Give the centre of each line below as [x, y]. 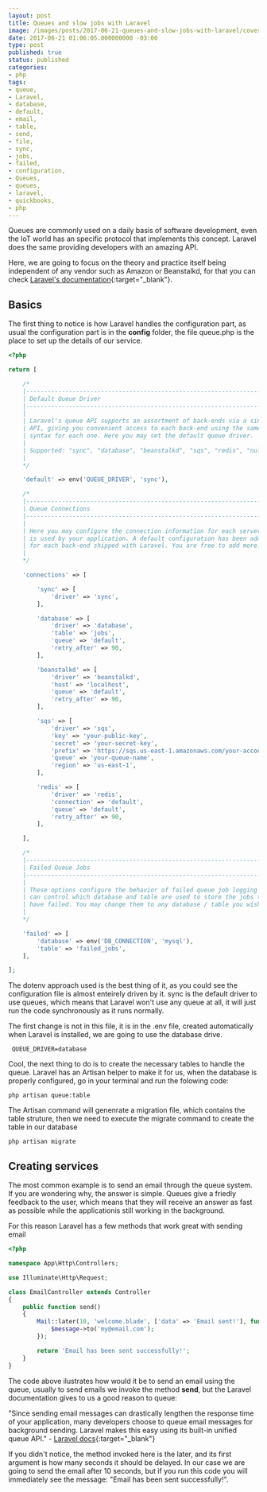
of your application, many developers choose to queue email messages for [131, 1421]
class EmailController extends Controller [79, 1292]
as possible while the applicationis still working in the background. [116, 1210]
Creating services [54, 1166]
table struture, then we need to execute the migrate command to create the [131, 1119]
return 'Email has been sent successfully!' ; [114, 1350]
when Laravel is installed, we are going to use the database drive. [115, 1035]
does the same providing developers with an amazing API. [103, 247]
